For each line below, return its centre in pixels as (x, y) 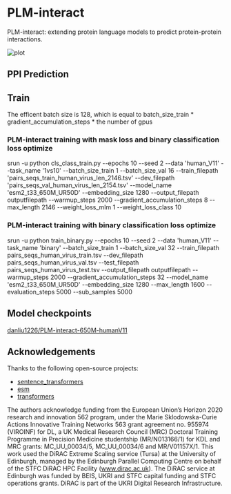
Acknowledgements (51, 351)
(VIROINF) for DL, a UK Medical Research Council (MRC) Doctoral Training (113, 432)
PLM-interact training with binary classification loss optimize (112, 225)
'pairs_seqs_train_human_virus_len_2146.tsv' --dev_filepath (91, 178)
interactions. (25, 39)
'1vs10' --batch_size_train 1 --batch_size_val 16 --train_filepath (130, 171)
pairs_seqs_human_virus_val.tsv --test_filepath (73, 262)
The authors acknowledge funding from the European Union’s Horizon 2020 (115, 410)
